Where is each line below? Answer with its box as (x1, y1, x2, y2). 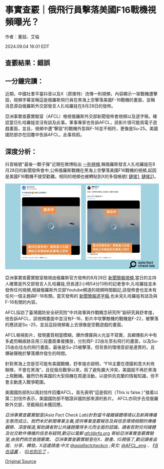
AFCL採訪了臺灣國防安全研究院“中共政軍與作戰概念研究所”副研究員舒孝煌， (5, 309, 157, 315)
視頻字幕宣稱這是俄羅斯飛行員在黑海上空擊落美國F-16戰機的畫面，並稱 (13, 97, 155, 103)
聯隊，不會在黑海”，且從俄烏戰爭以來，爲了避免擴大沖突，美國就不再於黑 (5, 367, 153, 372)
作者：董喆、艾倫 (5, 34, 40, 40)
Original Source (5, 458, 37, 464)
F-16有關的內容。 (5, 299, 40, 305)
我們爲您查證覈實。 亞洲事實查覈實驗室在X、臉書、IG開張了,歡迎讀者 (15, 436, 153, 442)
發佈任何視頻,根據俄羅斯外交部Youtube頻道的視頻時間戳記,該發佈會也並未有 (5, 286, 157, 293)
